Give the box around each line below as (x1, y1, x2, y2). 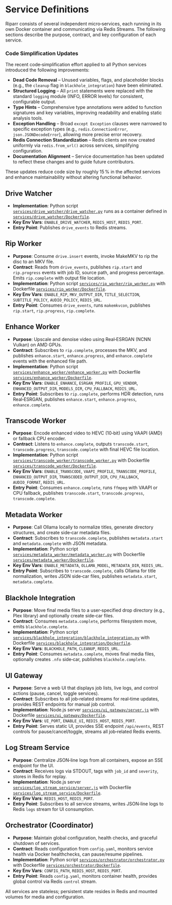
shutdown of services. (12, 840, 60, 846)
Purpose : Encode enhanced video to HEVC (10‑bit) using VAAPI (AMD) (12, 430, 163, 436)
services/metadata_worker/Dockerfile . (12, 557, 95, 563)
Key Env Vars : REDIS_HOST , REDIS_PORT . (12, 795, 94, 801)
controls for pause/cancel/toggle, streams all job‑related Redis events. (12, 728, 162, 734)
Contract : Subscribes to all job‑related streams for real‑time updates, (12, 695, 159, 702)
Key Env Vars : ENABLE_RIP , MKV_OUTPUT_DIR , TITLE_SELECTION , (12, 291, 141, 297)
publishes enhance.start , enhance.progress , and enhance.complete (12, 352, 152, 359)
